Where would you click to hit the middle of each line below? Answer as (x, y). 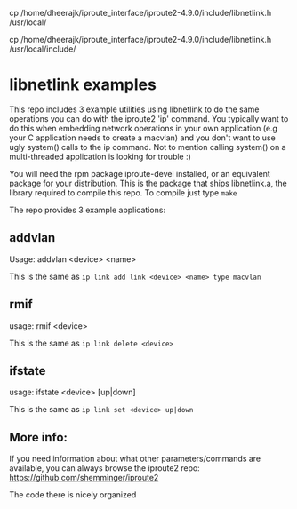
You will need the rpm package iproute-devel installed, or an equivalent (140, 173)
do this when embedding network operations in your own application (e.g (144, 128)
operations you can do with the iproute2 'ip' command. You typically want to (149, 118)
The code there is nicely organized (73, 495)
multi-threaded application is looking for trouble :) (100, 156)
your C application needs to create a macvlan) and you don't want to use (142, 138)
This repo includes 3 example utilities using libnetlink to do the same (134, 109)
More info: (39, 437)
